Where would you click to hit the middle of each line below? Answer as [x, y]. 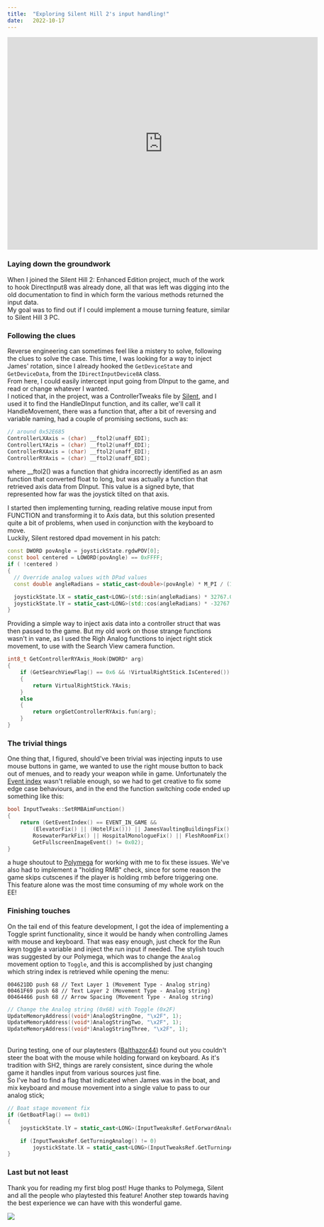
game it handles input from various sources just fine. [84, 1073]
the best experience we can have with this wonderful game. [95, 1203]
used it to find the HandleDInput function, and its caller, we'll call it [104, 404]
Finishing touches [39, 911]
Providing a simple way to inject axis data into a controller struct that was [114, 624]
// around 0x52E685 [36, 432]
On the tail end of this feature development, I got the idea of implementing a [118, 926]
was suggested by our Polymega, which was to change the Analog [104, 956]
